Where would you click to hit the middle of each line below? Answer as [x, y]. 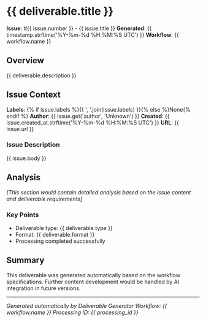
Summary [25, 260]
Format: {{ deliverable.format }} [55, 234]
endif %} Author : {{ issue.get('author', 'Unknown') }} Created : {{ [88, 116]
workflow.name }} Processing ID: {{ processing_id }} [72, 312]
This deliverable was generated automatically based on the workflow [93, 275]
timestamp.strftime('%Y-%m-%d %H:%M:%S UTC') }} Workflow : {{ [93, 34]
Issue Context [34, 95]
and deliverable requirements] [44, 199]
